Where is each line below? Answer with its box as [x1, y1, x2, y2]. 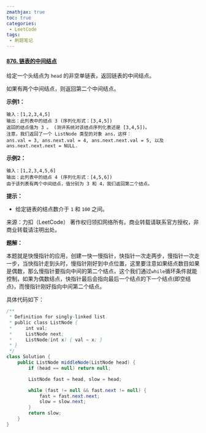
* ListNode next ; [9, 331, 64, 337]
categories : [6, 20, 37, 26]
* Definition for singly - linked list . [9, 314, 109, 320]
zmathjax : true [6, 9, 45, 15]
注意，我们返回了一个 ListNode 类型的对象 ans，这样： [6, 131, 132, 137]
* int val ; [9, 325, 48, 331]
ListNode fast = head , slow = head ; [28, 376, 122, 382]
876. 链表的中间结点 [6, 57, 57, 64]
